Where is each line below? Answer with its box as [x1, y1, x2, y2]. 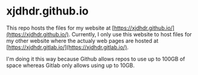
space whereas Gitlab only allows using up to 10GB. [6, 62, 135, 69]
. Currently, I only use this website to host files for [68, 30, 192, 37]
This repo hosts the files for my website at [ [6, 24, 115, 31]
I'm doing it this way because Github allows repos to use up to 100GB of [6, 55, 185, 62]
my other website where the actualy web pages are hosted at [6, 37, 159, 44]
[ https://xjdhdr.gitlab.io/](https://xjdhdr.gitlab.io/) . [6, 44, 129, 51]
